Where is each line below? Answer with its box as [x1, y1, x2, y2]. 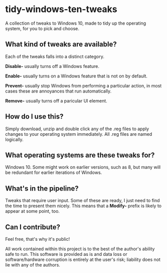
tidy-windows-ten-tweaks [5, 4, 118, 15]
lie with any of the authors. [5, 262, 60, 267]
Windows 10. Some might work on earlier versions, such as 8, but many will [5, 164, 161, 170]
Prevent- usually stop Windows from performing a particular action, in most [5, 82, 162, 88]
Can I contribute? [5, 223, 61, 231]
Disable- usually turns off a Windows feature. [5, 63, 99, 69]
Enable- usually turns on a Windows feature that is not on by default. [5, 73, 148, 79]
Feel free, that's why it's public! [5, 236, 70, 242]
